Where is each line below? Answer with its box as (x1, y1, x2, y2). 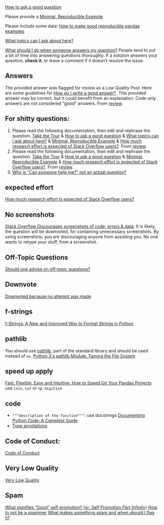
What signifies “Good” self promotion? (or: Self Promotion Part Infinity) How (5, 504, 158, 510)
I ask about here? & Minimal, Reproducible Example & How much (12, 138, 143, 144)
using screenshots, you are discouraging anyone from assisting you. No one (5, 234, 159, 240)
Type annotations (12, 423, 47, 429)
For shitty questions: (5, 114, 70, 123)
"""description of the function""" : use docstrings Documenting (12, 412, 145, 418)
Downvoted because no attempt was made (5, 293, 91, 299)
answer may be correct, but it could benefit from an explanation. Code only (5, 95, 156, 101)
